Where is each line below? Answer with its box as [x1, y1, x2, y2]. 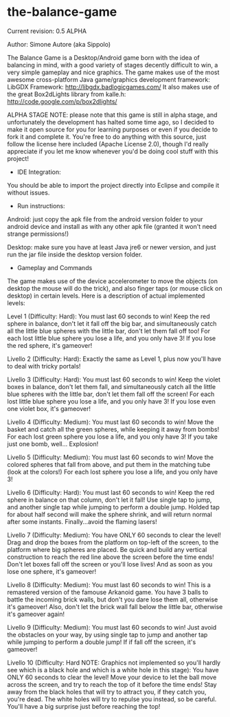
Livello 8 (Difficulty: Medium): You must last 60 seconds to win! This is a [7, 580, 211, 588]
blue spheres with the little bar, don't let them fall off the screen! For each [7, 390, 215, 398]
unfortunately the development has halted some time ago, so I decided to [7, 118, 215, 126]
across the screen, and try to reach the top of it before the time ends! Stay [7, 680, 218, 688]
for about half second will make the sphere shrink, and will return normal [7, 510, 213, 518]
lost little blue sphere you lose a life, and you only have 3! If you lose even [7, 397, 216, 406]
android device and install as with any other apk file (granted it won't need [7, 222, 217, 230]
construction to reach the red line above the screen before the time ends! [7, 553, 214, 561]
